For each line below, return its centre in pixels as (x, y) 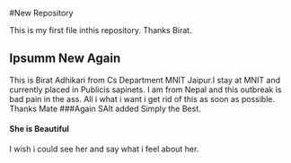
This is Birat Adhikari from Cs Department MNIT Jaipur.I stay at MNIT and (145, 80)
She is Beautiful (40, 129)
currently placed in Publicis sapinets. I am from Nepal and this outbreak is (145, 90)
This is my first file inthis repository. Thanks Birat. (101, 30)
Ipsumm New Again (65, 59)
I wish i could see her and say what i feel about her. (104, 149)
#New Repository (41, 13)
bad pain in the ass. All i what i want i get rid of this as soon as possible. (142, 99)
